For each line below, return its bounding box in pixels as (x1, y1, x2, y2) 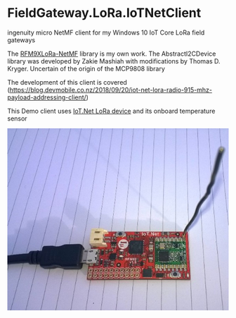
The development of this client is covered (7, 78, 128, 86)
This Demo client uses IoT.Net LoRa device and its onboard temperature (7, 106, 216, 115)
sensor (7, 114, 27, 123)
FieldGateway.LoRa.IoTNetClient (7, 5, 202, 21)
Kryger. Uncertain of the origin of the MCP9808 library (7, 64, 165, 73)
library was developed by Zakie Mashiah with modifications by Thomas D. (7, 56, 221, 65)
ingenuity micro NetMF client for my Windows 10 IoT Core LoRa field (7, 28, 205, 37)
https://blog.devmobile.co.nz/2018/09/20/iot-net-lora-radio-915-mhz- (9, 85, 213, 94)
